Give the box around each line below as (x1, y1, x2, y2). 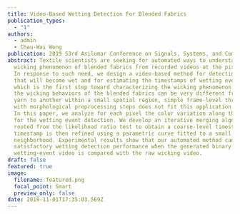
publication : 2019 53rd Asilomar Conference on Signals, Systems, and (7, 51, 222, 58)
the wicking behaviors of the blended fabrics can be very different (14, 90, 225, 97)
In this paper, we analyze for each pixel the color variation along (14, 110, 225, 117)
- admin (14, 37, 37, 44)
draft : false (7, 156, 46, 164)
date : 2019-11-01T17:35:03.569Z (7, 196, 104, 203)
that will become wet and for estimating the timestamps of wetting (14, 76, 222, 84)
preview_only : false (14, 190, 75, 197)
